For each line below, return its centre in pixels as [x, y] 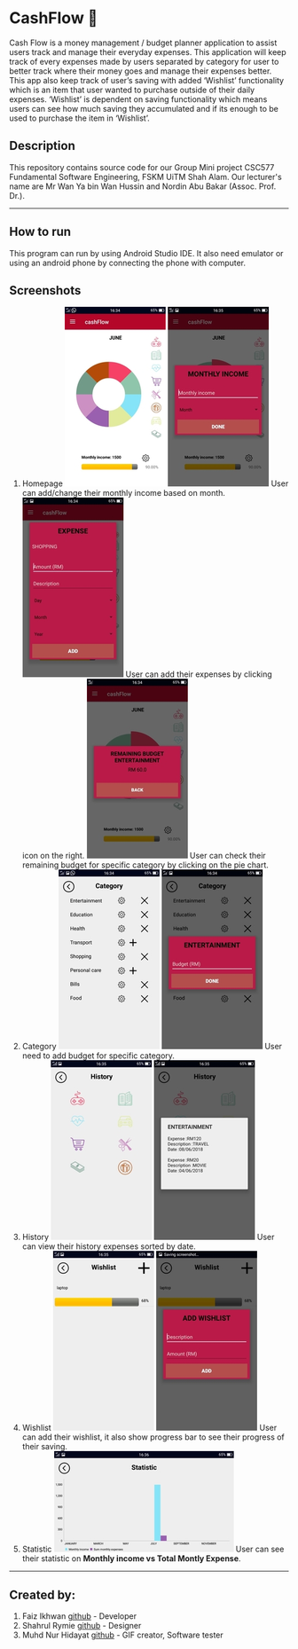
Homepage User [155, 483]
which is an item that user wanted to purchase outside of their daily [132, 90]
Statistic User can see [153, 1549]
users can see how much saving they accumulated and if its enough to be [144, 108]
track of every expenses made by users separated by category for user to [144, 61]
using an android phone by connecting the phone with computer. [128, 263]
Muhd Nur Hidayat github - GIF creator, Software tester [122, 1635]
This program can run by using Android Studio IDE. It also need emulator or [146, 253]
